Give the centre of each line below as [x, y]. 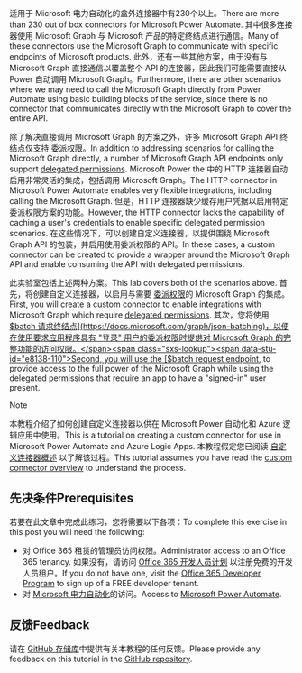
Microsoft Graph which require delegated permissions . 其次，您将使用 [139, 315]
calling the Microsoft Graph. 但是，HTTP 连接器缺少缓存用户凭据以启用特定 [149, 201]
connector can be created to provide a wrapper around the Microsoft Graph [150, 254]
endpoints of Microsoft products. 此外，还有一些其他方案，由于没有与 [139, 56]
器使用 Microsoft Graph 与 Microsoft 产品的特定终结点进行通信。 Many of [144, 36]
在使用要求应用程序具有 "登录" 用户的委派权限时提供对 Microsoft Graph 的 [146, 337]
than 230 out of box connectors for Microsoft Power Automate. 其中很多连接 [151, 24]
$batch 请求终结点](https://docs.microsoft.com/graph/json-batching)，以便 [150, 326]
